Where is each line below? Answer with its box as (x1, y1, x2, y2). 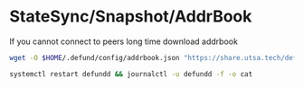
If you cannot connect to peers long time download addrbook (9, 36, 238, 47)
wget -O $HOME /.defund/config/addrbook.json (9, 53, 180, 62)
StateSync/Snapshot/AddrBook (9, 6, 252, 27)
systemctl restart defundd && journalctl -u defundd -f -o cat (9, 69, 253, 78)
